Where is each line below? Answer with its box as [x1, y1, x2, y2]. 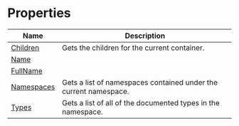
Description [124, 31, 166, 41]
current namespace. [61, 86, 129, 96]
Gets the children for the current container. [61, 43, 205, 53]
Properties [7, 5, 71, 21]
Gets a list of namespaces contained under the [61, 77, 218, 87]
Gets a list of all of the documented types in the [61, 98, 221, 107]
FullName [11, 65, 43, 75]
